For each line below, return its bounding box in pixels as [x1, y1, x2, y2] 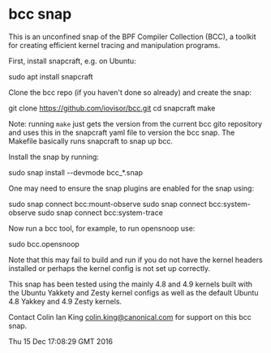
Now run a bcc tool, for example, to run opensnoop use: [8, 223, 196, 233]
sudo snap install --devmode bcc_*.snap [8, 167, 144, 177]
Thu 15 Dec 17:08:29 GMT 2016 [8, 336, 114, 346]
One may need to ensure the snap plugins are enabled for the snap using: [8, 183, 254, 193]
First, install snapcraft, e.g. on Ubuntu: [8, 56, 136, 66]
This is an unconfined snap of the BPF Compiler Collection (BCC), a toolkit [8, 32, 256, 41]
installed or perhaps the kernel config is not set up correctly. [8, 263, 211, 273]
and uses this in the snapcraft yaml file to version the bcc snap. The [8, 127, 235, 137]
